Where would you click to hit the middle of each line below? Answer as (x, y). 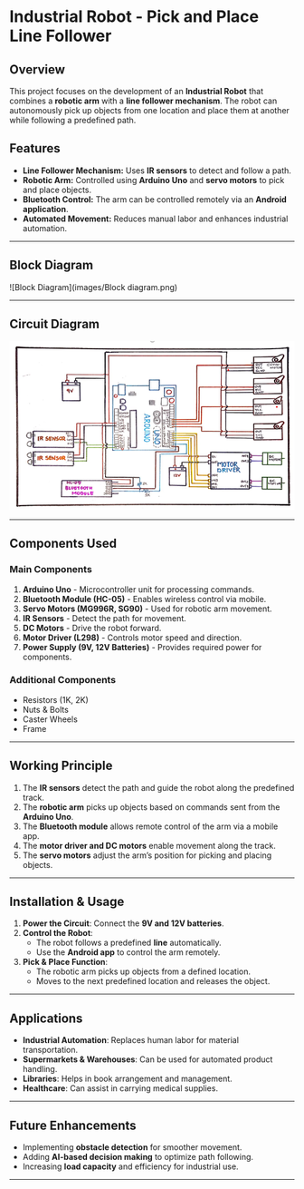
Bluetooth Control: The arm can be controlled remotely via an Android (154, 199)
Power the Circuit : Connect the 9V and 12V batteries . (123, 923)
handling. (40, 1069)
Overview (38, 69)
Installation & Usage (67, 901)
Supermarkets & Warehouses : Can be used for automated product (147, 1059)
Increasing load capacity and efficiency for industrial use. (130, 1166)
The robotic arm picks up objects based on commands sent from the (151, 807)
